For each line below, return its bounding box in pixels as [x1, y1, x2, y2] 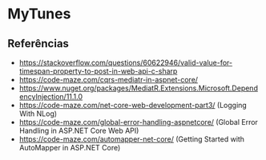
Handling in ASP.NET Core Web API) [18, 126, 139, 135]
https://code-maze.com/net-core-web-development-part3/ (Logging [18, 101, 248, 110]
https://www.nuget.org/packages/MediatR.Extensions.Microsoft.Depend [18, 83, 258, 93]
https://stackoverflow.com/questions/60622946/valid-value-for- [18, 58, 233, 67]
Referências [7, 37, 70, 50]
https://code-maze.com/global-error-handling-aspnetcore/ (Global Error [18, 118, 258, 126]
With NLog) [18, 109, 58, 118]
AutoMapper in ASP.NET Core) [18, 143, 121, 152]
